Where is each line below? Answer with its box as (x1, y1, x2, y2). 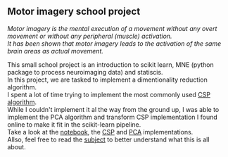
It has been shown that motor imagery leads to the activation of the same (7, 39, 222, 48)
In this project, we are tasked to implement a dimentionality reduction (7, 75, 208, 84)
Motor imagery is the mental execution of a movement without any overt (7, 24, 217, 32)
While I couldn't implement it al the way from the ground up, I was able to (7, 105, 220, 113)
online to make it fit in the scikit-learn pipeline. (7, 120, 141, 129)
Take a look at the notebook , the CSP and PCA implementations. (7, 127, 194, 136)
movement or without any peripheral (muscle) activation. (7, 32, 172, 40)
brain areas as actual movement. (7, 46, 104, 55)
